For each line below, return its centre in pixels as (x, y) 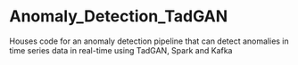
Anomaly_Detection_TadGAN (119, 16)
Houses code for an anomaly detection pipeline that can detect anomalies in (149, 41)
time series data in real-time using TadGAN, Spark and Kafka (121, 50)
